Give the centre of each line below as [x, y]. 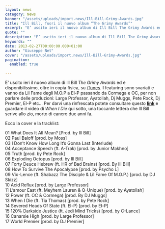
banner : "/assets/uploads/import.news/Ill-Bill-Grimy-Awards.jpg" [74, 19]
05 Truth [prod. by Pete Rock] [35, 154]
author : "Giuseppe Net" [29, 51]
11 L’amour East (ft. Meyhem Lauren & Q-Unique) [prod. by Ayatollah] [74, 190]
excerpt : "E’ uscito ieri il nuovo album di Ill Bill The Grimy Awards [80, 28]
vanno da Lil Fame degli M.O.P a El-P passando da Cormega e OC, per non [81, 93]
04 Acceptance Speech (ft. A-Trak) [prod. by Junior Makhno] [67, 149]
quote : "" [15, 32]
